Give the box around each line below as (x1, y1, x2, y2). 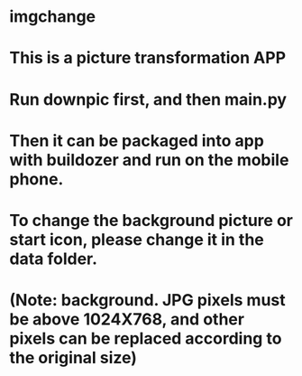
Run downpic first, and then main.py (9, 89, 287, 109)
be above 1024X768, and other (9, 309, 245, 330)
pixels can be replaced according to (9, 328, 282, 349)
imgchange (9, 6, 96, 27)
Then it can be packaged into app (9, 130, 264, 151)
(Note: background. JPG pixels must (9, 290, 286, 311)
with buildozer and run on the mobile (9, 149, 289, 170)
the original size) (9, 348, 138, 368)
